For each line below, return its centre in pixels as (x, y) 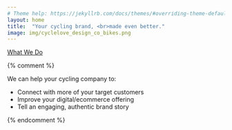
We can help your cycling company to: (62, 79)
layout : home (26, 20)
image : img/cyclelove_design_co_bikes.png (69, 33)
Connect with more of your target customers (80, 92)
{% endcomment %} (36, 120)
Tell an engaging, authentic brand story (73, 107)
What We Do (25, 52)
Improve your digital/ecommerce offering (76, 100)
